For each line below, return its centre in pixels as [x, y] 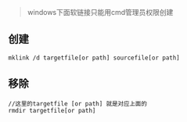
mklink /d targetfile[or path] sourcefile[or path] [94, 58]
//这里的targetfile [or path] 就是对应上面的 [77, 104]
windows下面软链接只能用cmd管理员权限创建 [100, 12]
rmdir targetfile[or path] [52, 110]
